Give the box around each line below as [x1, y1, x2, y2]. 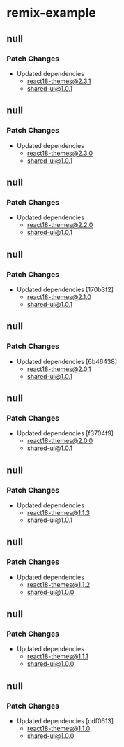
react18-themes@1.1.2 [26, 580, 91, 588]
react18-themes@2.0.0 [26, 437, 93, 445]
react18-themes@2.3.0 [26, 149, 93, 157]
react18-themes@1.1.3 [26, 509, 91, 516]
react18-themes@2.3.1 [26, 77, 91, 85]
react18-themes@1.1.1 [26, 652, 88, 661]
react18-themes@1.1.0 [26, 725, 91, 733]
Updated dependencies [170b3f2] [16, 285, 114, 293]
